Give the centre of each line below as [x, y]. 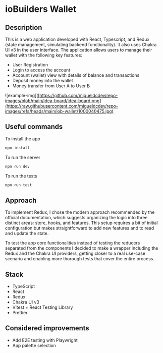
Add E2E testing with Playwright [45, 340]
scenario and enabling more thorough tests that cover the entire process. [80, 259]
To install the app [23, 139]
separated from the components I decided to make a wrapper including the [82, 248]
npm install [17, 148]
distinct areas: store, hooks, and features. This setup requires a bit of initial [81, 223]
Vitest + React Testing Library [43, 307]
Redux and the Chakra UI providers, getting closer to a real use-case [75, 253]
